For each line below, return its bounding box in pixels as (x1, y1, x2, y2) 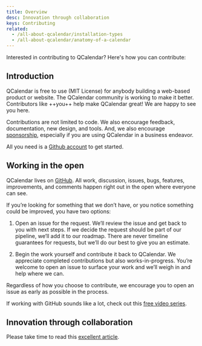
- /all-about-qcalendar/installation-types (11, 32, 123, 38)
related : (6, 25, 28, 32)
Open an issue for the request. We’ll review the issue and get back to (15, 219, 187, 227)
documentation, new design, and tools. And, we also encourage (6, 125, 165, 132)
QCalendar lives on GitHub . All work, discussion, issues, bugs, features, (6, 176, 185, 184)
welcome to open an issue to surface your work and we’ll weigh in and (15, 263, 191, 270)
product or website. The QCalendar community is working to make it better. (6, 93, 194, 101)
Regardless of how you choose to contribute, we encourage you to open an (6, 281, 195, 288)
